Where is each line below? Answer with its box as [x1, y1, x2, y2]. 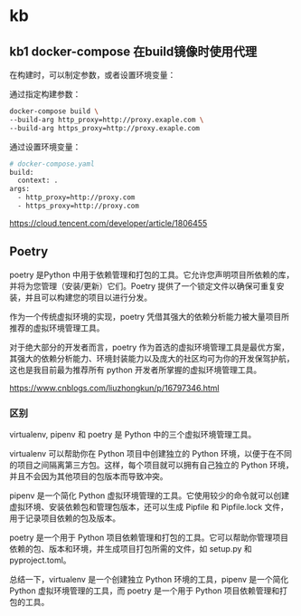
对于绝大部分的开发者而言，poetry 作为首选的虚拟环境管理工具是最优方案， [9, 342, 290, 352]
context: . [17, 176, 59, 186]
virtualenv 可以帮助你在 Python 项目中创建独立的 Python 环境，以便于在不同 [9, 448, 292, 458]
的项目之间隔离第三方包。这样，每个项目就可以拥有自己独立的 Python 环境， [9, 459, 294, 470]
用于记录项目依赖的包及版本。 [9, 513, 120, 524]
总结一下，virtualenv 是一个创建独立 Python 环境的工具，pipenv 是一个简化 [9, 573, 289, 584]
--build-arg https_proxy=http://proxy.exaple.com [9, 123, 201, 132]
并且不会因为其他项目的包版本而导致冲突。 [9, 470, 168, 481]
